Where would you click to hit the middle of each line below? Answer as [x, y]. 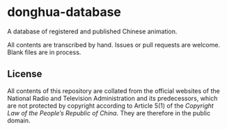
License [25, 74]
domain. [19, 120]
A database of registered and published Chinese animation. [92, 31]
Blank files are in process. [44, 52]
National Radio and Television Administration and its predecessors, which [112, 98]
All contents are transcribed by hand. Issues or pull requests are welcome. [114, 44]
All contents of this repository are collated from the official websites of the [114, 90]
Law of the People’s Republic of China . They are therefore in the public [109, 113]
